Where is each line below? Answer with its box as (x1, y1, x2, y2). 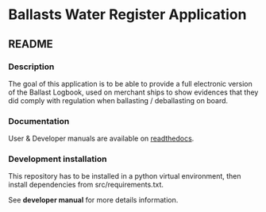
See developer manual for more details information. (8, 195, 179, 205)
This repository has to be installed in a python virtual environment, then (8, 172, 241, 181)
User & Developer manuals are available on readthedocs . (8, 133, 195, 144)
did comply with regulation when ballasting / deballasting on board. (8, 95, 229, 105)
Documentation (8, 115, 70, 126)
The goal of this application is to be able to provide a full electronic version (8, 79, 253, 88)
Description (8, 61, 55, 72)
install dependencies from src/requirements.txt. (8, 180, 164, 190)
